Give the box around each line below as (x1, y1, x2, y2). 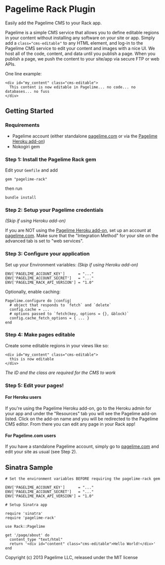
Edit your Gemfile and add (5, 167, 58, 173)
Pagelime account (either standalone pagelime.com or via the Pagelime (12, 133, 158, 139)
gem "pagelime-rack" (5, 177, 48, 182)
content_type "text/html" (9, 537, 63, 542)
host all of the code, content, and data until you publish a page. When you (5, 51, 156, 57)
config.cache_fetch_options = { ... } (9, 315, 90, 320)
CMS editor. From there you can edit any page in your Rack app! (5, 421, 136, 427)
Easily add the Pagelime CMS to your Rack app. (5, 20, 102, 26)
